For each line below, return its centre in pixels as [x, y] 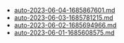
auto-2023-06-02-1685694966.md [65, 25]
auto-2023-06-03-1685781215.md [64, 18]
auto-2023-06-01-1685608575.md [64, 32]
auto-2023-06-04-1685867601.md [64, 10]
